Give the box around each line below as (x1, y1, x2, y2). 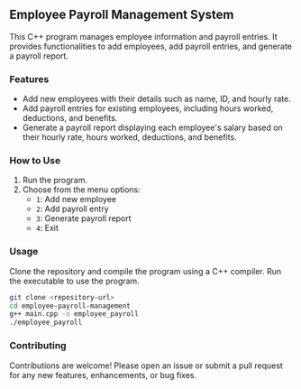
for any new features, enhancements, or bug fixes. (9, 369, 197, 380)
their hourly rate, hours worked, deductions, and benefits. (22, 132, 237, 143)
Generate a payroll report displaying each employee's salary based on (22, 122, 284, 134)
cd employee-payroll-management (9, 301, 131, 310)
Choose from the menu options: (22, 184, 141, 195)
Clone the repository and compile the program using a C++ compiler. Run (9, 265, 282, 276)
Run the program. (22, 175, 88, 186)
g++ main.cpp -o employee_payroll (9, 310, 140, 319)
